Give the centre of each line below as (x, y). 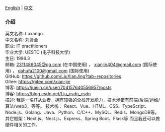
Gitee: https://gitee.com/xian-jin (38, 82)
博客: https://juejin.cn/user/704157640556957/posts (58, 88)
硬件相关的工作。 (23, 125)
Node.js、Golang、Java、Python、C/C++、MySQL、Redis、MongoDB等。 (82, 112)
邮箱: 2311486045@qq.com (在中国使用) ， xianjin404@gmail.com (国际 (79, 65)
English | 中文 (19, 8)
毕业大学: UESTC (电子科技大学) (38, 52)
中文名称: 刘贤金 (22, 40)
